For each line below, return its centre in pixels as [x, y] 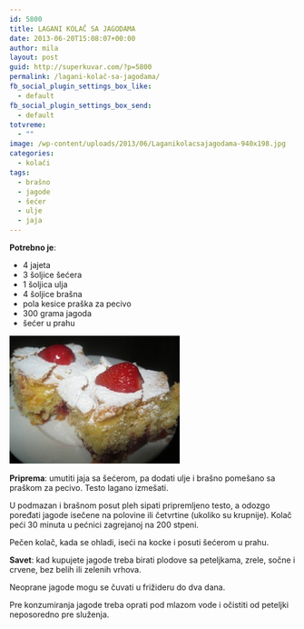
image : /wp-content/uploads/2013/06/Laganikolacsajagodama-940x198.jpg [147, 144]
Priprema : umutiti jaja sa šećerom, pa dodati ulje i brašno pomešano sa [142, 478]
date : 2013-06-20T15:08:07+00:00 [73, 38]
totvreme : [28, 125]
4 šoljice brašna [53, 294]
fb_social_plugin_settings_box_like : [81, 86]
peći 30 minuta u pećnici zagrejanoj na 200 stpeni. [104, 524]
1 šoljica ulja [45, 285]
